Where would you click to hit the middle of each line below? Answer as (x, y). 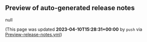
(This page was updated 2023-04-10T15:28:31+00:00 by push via (74, 29)
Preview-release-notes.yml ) (34, 34)
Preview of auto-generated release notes (70, 8)
